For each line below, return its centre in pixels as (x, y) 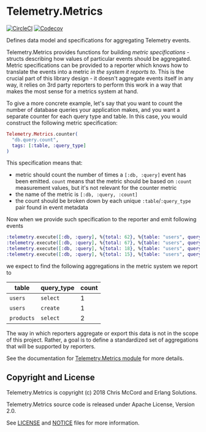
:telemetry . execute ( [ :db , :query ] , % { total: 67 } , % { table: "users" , (96, 243)
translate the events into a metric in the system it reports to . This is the (95, 71)
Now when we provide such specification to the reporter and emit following (101, 219)
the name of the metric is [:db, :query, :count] (76, 194)
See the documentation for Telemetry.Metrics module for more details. (95, 358)
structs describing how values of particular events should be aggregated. (99, 58)
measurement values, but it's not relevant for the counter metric (96, 188)
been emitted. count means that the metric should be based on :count (103, 181)
